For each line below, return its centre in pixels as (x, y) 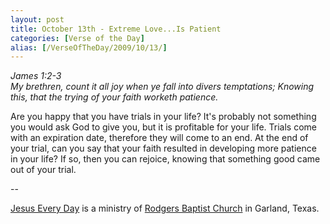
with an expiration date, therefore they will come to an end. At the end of (159, 138)
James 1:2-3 (36, 76)
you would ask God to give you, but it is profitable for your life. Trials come (164, 127)
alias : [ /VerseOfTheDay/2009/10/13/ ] (89, 47)
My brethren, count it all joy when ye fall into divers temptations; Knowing (162, 87)
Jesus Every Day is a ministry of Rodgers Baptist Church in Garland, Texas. (165, 208)
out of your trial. (43, 170)
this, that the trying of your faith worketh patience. (114, 97)
